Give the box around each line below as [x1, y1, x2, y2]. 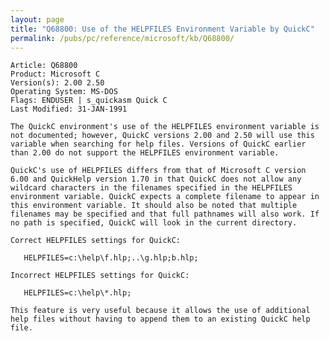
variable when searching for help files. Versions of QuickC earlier [10, 139, 307, 150]
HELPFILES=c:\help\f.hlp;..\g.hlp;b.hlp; [23, 253, 199, 263]
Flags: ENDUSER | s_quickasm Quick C [10, 96, 168, 106]
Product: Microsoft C [10, 69, 101, 80]
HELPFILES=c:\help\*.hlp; [23, 288, 132, 298]
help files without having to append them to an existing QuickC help [10, 314, 311, 325]
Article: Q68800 [10, 61, 78, 71]
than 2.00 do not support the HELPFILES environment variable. [10, 148, 280, 158]
